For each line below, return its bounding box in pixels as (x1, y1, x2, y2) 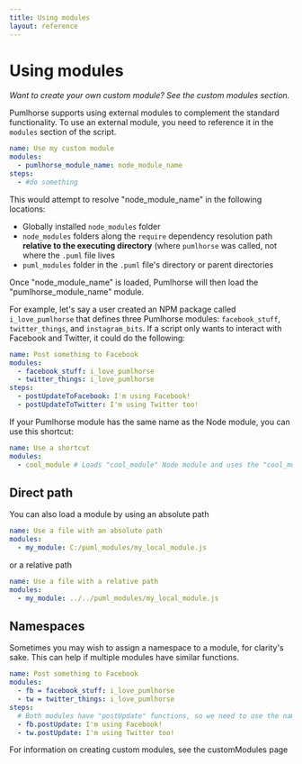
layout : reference (9, 22, 78, 31)
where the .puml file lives (22, 250, 115, 260)
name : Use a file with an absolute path (9, 526, 164, 536)
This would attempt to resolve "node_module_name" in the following (9, 194, 262, 205)
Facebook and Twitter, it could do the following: (9, 332, 186, 343)
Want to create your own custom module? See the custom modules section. (9, 90, 290, 101)
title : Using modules (9, 13, 91, 23)
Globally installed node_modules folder (22, 221, 161, 232)
